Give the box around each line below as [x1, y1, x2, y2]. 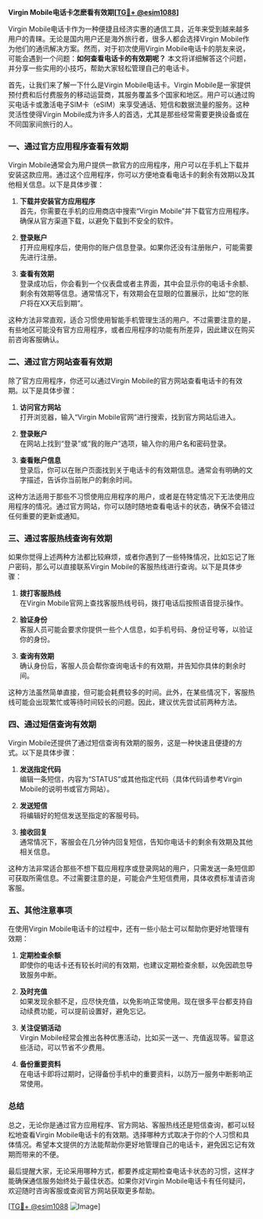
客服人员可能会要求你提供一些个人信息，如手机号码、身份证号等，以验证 [19, 624, 253, 634]
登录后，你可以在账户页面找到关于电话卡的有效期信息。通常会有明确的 [19, 465, 247, 474]
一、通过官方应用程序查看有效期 [8, 141, 129, 151]
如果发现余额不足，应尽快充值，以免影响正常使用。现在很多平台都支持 [19, 997, 247, 1006]
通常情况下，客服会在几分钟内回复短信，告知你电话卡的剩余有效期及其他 [19, 838, 253, 847]
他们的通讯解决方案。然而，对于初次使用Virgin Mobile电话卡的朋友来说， [14, 44, 250, 53]
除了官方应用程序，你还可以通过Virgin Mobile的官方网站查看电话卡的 [8, 376, 229, 385]
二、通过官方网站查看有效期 [8, 356, 113, 367]
